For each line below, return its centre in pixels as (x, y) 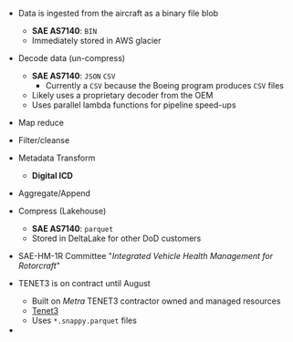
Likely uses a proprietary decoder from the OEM (122, 95)
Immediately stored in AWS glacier (96, 41)
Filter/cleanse (44, 140)
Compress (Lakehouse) (62, 211)
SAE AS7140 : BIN (64, 31)
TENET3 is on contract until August (84, 283)
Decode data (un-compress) (72, 58)
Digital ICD (52, 176)
